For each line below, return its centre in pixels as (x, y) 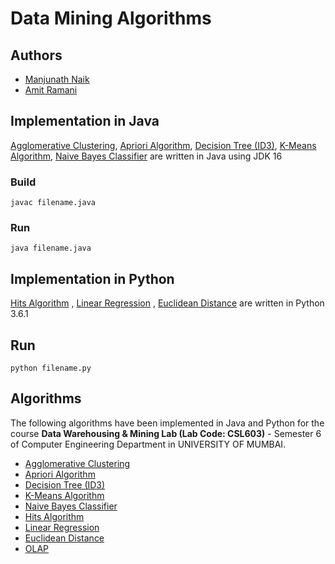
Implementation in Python (92, 278)
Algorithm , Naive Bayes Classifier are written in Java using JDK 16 (146, 156)
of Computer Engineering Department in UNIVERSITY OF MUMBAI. (148, 444)
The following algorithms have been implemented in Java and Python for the (167, 423)
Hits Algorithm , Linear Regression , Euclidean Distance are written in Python (167, 303)
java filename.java (51, 248)
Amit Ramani (51, 90)
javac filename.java (53, 203)
